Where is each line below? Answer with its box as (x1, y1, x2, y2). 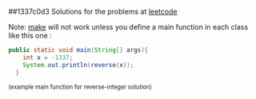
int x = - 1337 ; (22, 53, 74, 61)
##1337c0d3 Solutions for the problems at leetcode (8, 7, 178, 16)
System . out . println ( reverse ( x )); (22, 61, 134, 69)
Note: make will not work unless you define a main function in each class (8, 22, 249, 31)
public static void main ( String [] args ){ (8, 46, 149, 54)
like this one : (8, 31, 52, 40)
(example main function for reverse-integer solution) (8, 83, 152, 91)
